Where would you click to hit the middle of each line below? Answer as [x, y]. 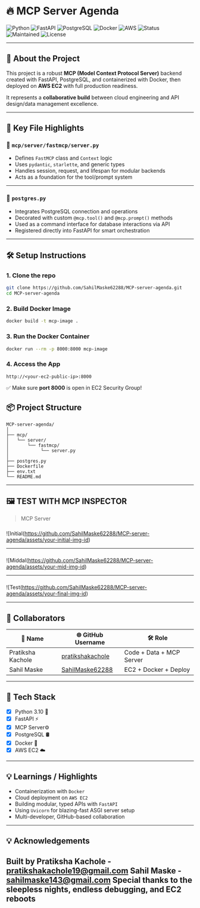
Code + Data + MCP [152, 653]
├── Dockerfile [25, 466]
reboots [21, 899]
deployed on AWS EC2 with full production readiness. [72, 85]
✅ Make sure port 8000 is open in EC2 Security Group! [74, 387]
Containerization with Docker [50, 791]
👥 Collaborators [36, 618]
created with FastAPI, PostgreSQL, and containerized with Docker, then [93, 80]
